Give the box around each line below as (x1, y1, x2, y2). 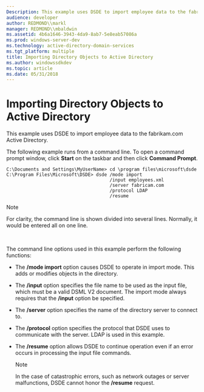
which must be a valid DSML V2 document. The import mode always (15, 288, 187, 296)
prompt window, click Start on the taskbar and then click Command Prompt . (6, 155, 199, 162)
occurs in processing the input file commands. (15, 350, 132, 357)
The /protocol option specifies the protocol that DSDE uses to (15, 325, 170, 332)
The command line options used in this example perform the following (6, 245, 182, 252)
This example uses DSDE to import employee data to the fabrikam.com (6, 130, 183, 137)
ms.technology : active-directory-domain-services (6, 43, 135, 49)
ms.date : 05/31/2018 (6, 71, 59, 77)
